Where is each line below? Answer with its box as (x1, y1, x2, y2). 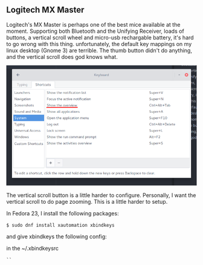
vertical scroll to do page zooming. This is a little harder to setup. (6, 198, 168, 205)
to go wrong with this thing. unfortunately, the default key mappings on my (6, 40, 192, 47)
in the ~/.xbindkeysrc (6, 244, 59, 252)
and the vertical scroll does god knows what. (6, 53, 118, 60)
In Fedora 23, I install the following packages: (6, 209, 119, 217)
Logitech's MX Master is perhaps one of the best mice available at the (6, 21, 181, 28)
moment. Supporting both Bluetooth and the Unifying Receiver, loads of (6, 27, 184, 35)
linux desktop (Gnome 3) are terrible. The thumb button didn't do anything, (6, 47, 192, 54)
